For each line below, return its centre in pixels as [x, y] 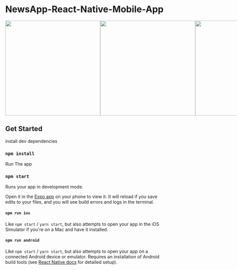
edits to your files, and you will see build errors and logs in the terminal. [80, 202]
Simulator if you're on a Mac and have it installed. [57, 229]
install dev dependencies [31, 141]
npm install [20, 153]
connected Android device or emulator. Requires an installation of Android [82, 256]
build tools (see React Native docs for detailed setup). [61, 262]
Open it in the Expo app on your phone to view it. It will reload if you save [82, 197]
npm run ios [18, 213]
